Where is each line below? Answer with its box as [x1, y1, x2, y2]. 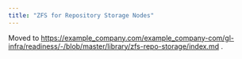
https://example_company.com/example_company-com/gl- [40, 33, 235, 42]
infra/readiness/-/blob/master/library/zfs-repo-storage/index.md [8, 41, 220, 51]
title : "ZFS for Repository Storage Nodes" [8, 11, 155, 20]
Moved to [8, 33, 40, 42]
